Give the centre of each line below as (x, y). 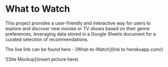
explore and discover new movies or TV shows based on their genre (78, 28)
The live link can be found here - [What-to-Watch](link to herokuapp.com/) (84, 49)
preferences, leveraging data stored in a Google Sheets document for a (81, 34)
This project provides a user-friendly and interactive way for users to (78, 23)
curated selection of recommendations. (47, 39)
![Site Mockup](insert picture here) (42, 59)
